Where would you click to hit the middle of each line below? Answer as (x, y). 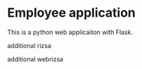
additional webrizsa (35, 59)
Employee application (71, 13)
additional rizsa (29, 45)
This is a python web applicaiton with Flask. (70, 32)
